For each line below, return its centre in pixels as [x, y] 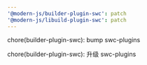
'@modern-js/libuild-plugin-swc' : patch [67, 20]
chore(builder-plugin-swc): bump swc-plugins [74, 39]
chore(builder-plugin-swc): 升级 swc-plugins [72, 54]
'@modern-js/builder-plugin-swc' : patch [67, 13]
